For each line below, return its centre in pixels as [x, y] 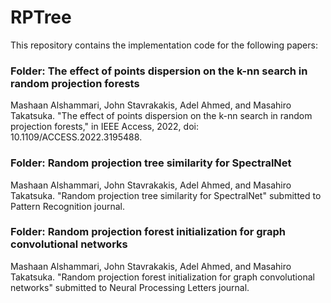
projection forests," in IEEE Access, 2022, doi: [104, 127]
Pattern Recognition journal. [67, 206]
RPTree [41, 17]
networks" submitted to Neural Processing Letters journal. [130, 287]
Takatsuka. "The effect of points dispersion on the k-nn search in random [161, 116]
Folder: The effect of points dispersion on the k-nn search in [159, 71]
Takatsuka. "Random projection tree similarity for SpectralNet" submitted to [166, 195]
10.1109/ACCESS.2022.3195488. [76, 137]
